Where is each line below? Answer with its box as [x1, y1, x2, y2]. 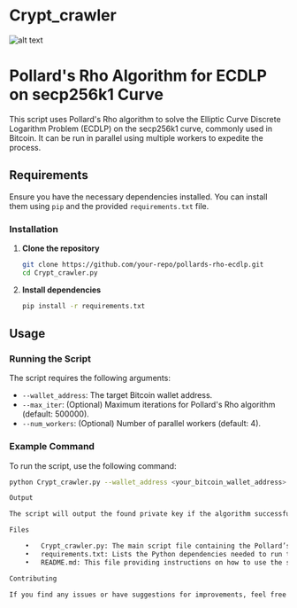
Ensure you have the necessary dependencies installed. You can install [9, 191, 268, 202]
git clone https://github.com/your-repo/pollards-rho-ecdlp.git [21, 260, 264, 269]
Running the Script [9, 352, 91, 364]
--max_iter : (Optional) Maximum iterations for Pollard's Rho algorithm [21, 400, 276, 410]
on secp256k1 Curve [9, 85, 164, 105]
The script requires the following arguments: [9, 373, 171, 384]
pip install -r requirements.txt [21, 301, 146, 310]
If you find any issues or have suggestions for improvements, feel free [9, 590, 287, 599]
